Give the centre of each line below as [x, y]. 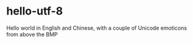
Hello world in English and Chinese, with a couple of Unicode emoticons [97, 28]
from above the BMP [32, 34]
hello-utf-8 [35, 11]
